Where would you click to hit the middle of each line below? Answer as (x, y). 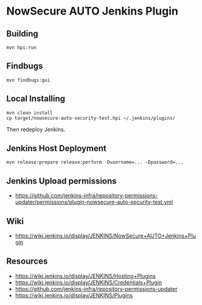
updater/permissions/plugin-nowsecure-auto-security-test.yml (94, 202)
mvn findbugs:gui (28, 80)
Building (22, 34)
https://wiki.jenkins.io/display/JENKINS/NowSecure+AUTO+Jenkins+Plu (105, 236)
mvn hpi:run (21, 47)
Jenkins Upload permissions (61, 181)
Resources (27, 262)
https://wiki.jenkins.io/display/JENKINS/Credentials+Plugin (89, 282)
